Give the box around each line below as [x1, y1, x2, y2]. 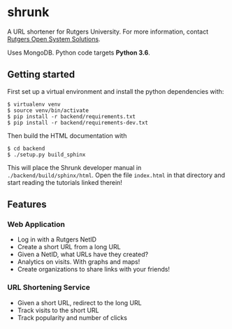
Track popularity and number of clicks [17, 313, 128, 322]
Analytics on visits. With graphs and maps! [17, 258, 140, 266]
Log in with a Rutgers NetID [17, 235, 96, 244]
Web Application [7, 220, 65, 230]
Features [7, 199, 47, 211]
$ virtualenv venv [7, 101, 61, 108]
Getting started [7, 69, 75, 80]
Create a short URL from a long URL [17, 243, 121, 251]
